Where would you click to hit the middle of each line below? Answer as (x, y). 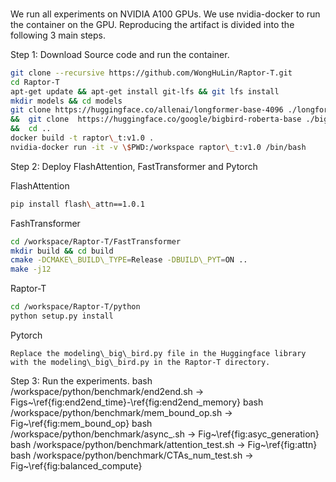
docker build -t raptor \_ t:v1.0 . (82, 138)
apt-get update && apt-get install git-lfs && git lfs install (145, 91)
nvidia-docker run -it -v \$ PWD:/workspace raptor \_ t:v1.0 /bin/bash (158, 147)
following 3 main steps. (58, 35)
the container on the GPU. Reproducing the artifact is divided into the (152, 24)
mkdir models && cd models (66, 101)
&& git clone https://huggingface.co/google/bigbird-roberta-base (156, 119)
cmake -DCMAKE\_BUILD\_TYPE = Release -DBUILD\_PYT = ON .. (129, 260)
